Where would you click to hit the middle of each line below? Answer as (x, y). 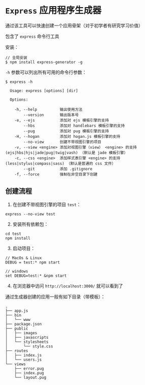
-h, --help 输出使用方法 (48, 109)
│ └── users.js (24, 360)
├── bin (13, 315)
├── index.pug (29, 373)
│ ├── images (21, 333)
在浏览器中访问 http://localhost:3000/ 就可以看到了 (68, 286)
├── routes (17, 351)
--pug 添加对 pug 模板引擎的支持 (66, 131)
